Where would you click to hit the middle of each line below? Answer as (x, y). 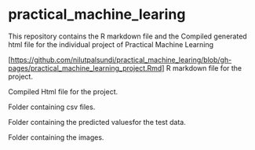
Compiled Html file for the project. (63, 91)
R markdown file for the (204, 68)
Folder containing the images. (56, 137)
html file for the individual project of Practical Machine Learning (111, 44)
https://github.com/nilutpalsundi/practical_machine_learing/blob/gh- (121, 60)
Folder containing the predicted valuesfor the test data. (97, 122)
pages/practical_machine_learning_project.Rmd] (86, 68)
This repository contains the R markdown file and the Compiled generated (127, 36)
